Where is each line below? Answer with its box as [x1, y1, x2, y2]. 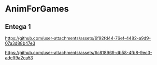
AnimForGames [5, 3, 69, 14]
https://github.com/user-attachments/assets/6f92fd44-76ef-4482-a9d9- [5, 35, 151, 41]
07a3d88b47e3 [5, 40, 35, 46]
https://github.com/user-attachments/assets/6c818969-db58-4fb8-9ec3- [5, 50, 152, 55]
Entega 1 [5, 23, 31, 31]
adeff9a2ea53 [5, 55, 33, 61]
